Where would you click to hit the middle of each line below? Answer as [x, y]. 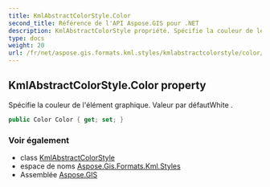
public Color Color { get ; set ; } [66, 120]
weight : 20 [27, 46]
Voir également [39, 140]
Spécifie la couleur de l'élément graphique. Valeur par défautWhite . [121, 104]
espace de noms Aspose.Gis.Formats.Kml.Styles [100, 166]
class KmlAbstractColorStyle [67, 157]
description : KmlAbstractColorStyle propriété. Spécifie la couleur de [131, 30]
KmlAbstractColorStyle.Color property [107, 85]
